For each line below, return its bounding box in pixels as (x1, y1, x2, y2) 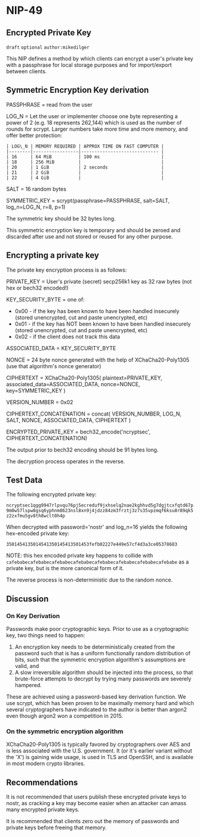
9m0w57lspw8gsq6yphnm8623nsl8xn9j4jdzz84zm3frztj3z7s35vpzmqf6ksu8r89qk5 (6, 508, 194, 514)
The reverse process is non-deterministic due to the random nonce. (6, 576, 173, 583)
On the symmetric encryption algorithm (6, 727, 124, 736)
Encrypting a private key (6, 250, 100, 261)
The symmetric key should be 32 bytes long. (6, 215, 116, 222)
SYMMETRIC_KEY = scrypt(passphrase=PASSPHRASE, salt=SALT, (6, 197, 170, 204)
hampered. (14, 682, 42, 689)
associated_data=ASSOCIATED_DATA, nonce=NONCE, (6, 380, 140, 387)
